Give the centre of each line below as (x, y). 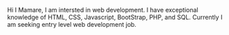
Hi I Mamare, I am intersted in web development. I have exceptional (103, 10)
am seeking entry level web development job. (72, 24)
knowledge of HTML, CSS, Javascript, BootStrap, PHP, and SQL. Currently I (115, 17)
